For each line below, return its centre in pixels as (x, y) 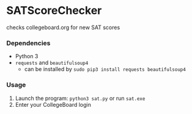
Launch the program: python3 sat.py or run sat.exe (80, 98)
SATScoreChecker (54, 11)
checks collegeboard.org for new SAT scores (63, 27)
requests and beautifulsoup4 (52, 63)
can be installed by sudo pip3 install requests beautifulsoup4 (105, 69)
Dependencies (28, 43)
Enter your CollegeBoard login (53, 104)
